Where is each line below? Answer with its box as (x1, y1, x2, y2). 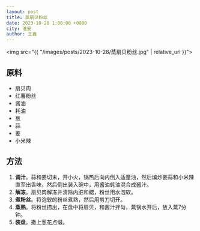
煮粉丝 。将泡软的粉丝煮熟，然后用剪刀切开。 (14, 196, 126, 203)
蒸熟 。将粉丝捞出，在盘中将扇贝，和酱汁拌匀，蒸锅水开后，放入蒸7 (14, 203, 181, 211)
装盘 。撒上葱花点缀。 (14, 218, 68, 226)
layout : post (6, 8, 39, 15)
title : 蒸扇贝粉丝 (6, 14, 48, 20)
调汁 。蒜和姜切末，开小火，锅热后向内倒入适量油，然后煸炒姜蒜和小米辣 (14, 173, 194, 181)
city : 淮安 (6, 25, 32, 32)
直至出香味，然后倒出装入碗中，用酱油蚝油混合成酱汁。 (14, 181, 152, 188)
